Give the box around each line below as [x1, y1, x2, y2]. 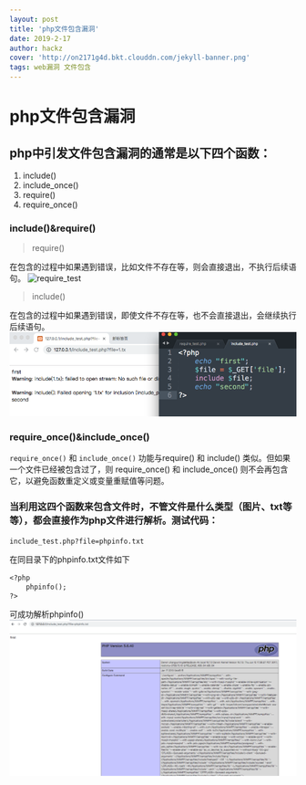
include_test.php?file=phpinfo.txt [9, 537, 145, 546]
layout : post [9, 15, 59, 24]
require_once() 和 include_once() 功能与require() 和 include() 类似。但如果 [9, 453, 291, 464]
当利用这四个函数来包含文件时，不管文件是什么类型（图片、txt [9, 500, 283, 513]
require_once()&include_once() [9, 430, 150, 443]
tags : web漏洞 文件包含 [9, 63, 91, 72]
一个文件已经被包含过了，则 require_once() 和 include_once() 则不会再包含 [9, 464, 289, 475]
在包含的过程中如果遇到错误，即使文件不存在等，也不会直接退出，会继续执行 [9, 310, 297, 321]
